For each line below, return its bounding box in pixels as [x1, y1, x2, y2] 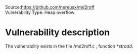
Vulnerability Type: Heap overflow [5, 9, 75, 15]
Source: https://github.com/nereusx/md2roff [5, 4, 95, 10]
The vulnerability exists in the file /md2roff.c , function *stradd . [5, 43, 134, 49]
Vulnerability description [5, 27, 110, 38]
